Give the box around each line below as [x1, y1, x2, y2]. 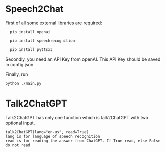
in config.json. [5, 61, 35, 67]
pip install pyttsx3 [10, 47, 53, 52]
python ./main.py [5, 81, 42, 86]
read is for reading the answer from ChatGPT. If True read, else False [5, 138, 161, 143]
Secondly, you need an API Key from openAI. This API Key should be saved [5, 56, 161, 62]
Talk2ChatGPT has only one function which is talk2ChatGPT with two [5, 114, 148, 120]
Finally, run [5, 71, 28, 77]
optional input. [5, 120, 35, 126]
